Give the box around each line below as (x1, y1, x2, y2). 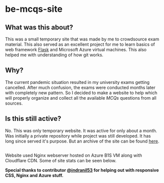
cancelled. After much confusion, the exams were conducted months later (5, 84, 156, 90)
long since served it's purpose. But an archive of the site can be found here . (5, 138, 160, 144)
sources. (5, 100, 23, 106)
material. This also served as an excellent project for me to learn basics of (5, 41, 155, 47)
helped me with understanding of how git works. (5, 52, 103, 58)
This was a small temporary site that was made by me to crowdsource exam (5, 36, 159, 42)
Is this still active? (5, 114, 62, 123)
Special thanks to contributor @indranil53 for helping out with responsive (5, 167, 159, 173)
